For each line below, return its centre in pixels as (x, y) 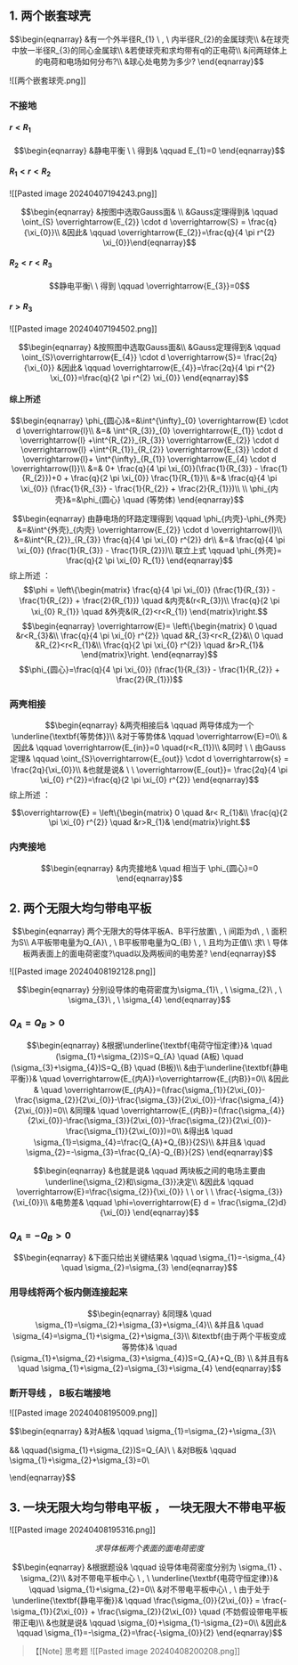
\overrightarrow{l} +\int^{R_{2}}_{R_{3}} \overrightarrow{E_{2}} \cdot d (149, 440)
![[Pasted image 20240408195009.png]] (84, 1413)
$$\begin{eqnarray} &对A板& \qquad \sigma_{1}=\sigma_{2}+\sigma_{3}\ (142, 1432)
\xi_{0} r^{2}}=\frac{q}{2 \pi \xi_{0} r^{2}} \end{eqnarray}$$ (149, 780)
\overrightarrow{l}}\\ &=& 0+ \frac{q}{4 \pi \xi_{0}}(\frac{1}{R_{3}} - (135, 468)
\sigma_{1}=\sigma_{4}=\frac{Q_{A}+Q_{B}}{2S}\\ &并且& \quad (149, 1142)
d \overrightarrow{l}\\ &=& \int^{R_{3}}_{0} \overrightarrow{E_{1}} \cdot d (149, 430)
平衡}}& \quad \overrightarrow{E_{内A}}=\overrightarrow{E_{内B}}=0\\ (138, 1078)
